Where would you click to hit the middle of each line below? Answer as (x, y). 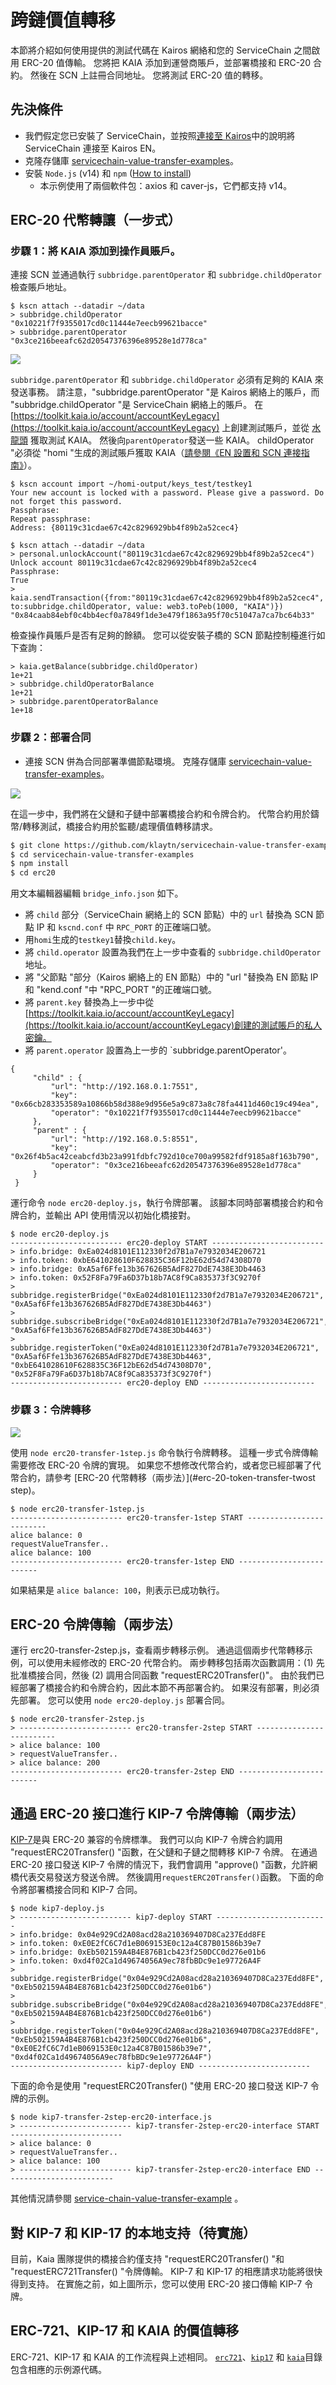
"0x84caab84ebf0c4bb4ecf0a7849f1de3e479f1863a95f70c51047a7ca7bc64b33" (162, 616)
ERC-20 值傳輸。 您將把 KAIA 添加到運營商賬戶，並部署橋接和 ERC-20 (166, 62)
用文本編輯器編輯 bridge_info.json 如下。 (97, 893)
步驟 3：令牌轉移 (51, 1410)
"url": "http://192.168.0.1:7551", (124, 1087)
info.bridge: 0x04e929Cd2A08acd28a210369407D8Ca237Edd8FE (143, 1935)
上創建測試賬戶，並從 (265, 428)
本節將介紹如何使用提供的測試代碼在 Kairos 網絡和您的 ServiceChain (151, 50)
